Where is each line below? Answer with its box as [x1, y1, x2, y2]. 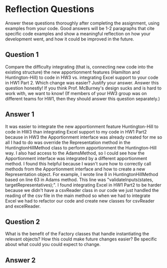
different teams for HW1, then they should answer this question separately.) [5, 95, 161, 101]
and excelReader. [5, 203, 41, 209]
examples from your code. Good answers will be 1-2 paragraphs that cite [5, 25, 155, 31]
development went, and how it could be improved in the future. [5, 36, 135, 42]
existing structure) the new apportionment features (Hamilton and [5, 69, 140, 75]
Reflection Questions [5, 3, 95, 15]
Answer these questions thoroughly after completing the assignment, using [5, 20, 160, 26]
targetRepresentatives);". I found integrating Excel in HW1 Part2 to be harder [5, 181, 162, 188]
